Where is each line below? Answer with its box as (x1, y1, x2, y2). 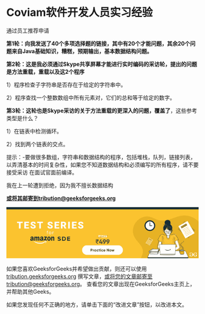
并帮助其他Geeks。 (6, 288, 55, 296)
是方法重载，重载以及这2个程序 (6, 68, 85, 75)
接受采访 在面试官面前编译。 (6, 168, 77, 176)
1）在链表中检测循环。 (6, 127, 62, 135)
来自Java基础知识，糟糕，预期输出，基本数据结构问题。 (11, 47, 153, 55)
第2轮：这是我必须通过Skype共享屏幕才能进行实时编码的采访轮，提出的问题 (6, 60, 197, 68)
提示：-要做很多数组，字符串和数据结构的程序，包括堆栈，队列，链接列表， (6, 153, 196, 160)
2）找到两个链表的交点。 (6, 140, 69, 148)
